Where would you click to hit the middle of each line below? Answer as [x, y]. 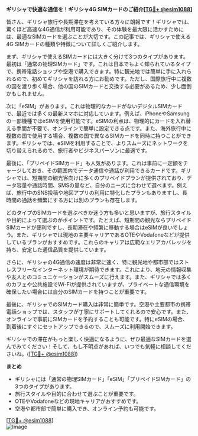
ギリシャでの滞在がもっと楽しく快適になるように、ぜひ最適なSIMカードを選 [99, 339]
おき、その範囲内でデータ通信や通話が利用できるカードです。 [106, 170]
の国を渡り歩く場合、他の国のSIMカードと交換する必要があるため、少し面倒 [99, 86]
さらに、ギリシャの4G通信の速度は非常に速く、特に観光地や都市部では [92, 262]
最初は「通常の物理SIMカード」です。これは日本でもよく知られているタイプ [98, 64]
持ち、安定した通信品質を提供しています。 [58, 250]
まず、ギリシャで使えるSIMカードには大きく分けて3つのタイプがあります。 [98, 56]
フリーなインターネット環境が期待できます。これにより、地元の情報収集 [104, 269]
